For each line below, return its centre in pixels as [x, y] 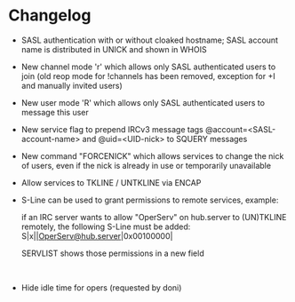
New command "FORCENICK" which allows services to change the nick [152, 155]
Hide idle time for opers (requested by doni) [101, 287]
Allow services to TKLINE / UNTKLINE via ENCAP [111, 182]
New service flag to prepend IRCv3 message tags [112, 129]
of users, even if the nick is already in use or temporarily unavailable [146, 165]
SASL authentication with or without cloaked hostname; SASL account [150, 40]
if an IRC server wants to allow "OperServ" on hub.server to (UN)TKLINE [154, 217]
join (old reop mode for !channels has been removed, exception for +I [148, 75]
